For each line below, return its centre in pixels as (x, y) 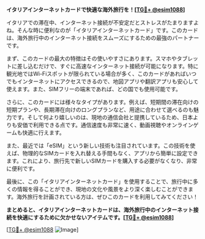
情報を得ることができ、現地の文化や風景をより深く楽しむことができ (102, 189)
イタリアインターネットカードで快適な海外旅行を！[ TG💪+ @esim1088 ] (96, 9)
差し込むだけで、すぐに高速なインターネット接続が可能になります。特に (108, 66)
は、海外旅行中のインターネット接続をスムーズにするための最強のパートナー (103, 38)
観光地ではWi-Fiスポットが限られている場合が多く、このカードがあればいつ (102, 74)
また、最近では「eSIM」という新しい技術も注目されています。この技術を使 (101, 145)
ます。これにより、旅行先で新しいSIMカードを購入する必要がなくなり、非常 (102, 161)
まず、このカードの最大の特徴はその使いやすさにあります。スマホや (92, 58)
